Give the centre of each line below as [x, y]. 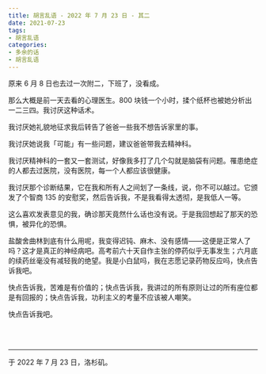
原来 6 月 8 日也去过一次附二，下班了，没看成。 [86, 83]
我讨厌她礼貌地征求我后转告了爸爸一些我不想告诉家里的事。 [105, 127]
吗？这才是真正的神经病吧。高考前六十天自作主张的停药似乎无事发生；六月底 [133, 250]
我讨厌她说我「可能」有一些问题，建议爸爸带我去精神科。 [102, 143]
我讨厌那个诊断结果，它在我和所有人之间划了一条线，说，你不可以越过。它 [129, 187]
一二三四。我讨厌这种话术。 [53, 110]
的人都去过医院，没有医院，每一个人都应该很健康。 [91, 170]
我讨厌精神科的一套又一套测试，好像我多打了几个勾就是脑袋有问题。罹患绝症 [133, 160]
